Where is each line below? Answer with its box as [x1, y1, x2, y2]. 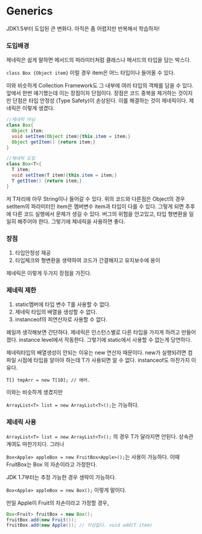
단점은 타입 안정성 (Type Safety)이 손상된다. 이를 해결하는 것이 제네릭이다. [12, 97, 188, 104]
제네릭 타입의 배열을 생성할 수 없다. [14, 309, 98, 316]
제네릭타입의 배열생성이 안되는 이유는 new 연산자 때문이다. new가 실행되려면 [6, 349, 187, 356]
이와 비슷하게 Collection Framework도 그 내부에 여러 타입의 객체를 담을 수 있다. [6, 82, 194, 89]
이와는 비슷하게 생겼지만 [6, 389, 63, 396]
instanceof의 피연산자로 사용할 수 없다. [14, 316, 107, 323]
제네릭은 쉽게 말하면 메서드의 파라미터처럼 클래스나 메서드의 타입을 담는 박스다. [6, 56, 192, 64]
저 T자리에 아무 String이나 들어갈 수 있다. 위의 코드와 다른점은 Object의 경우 [6, 195, 185, 203]
